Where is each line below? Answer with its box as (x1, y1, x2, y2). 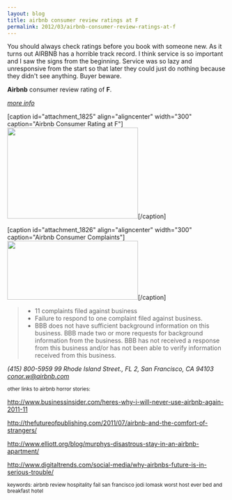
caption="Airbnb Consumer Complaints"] (7, 233, 125, 241)
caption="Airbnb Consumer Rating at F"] (7, 120, 123, 128)
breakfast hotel (7, 487, 44, 495)
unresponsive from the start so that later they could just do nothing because (7, 64, 226, 73)
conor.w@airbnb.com (7, 372, 70, 381)
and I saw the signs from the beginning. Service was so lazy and (7, 57, 193, 66)
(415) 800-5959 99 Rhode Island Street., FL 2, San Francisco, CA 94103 (7, 365, 214, 373)
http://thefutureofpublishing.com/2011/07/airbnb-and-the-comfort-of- (7, 419, 208, 427)
